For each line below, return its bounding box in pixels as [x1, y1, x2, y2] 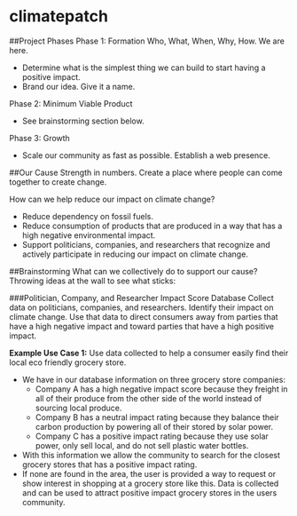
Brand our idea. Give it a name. [21, 81, 136, 91]
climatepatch [9, 6, 109, 27]
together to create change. [9, 176, 107, 187]
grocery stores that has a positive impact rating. [21, 459, 198, 470]
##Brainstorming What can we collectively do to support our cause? [9, 266, 258, 276]
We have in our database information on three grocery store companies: [21, 374, 286, 385]
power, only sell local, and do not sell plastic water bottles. [35, 440, 249, 450]
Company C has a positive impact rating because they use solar [35, 431, 269, 441]
